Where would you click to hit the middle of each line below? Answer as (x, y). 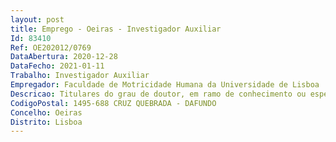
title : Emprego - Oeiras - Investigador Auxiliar (116, 29)
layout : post (37, 19)
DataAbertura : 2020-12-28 (64, 57)
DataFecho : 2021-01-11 (57, 66)
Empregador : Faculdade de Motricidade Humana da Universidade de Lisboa (165, 85)
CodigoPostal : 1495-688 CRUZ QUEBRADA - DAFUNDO (113, 103)
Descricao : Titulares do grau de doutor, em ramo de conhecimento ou (158, 94)
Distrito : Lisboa (46, 122)
